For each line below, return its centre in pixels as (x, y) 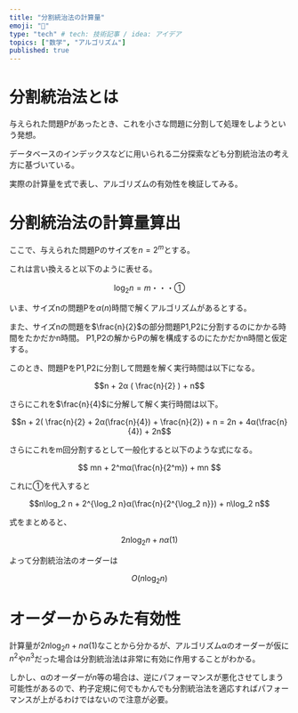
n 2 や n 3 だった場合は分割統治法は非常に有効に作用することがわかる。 (135, 658)
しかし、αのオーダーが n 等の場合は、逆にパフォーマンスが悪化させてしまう (147, 677)
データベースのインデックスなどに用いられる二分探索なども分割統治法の (141, 154)
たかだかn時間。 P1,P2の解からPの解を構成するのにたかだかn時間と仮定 (156, 338)
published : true (39, 51)
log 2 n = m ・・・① (149, 288)
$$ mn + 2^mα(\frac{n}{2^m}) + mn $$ (149, 467)
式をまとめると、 (40, 523)
